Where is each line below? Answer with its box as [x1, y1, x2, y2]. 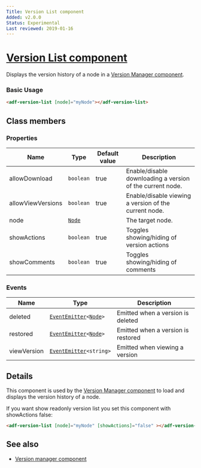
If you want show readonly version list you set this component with [6, 405, 171, 412]
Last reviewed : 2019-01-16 [6, 25, 74, 32]
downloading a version [126, 175, 190, 183]
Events [6, 283, 27, 292]
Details [6, 371, 33, 381]
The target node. [126, 216, 173, 225]
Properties [6, 134, 38, 142]
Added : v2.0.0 [6, 14, 42, 20]
